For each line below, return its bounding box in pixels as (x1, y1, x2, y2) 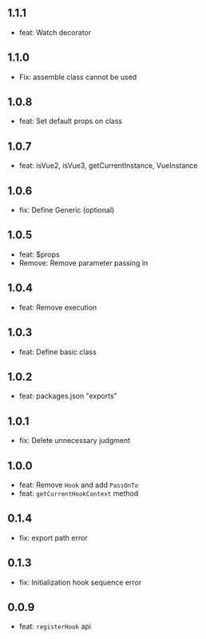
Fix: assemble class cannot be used (18, 72, 137, 82)
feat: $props (18, 250, 61, 259)
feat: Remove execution (18, 302, 97, 312)
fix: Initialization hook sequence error (18, 577, 142, 587)
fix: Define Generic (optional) (18, 206, 115, 215)
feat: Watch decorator (18, 27, 92, 37)
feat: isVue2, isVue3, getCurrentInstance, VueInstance (18, 161, 198, 170)
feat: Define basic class (18, 347, 97, 357)
